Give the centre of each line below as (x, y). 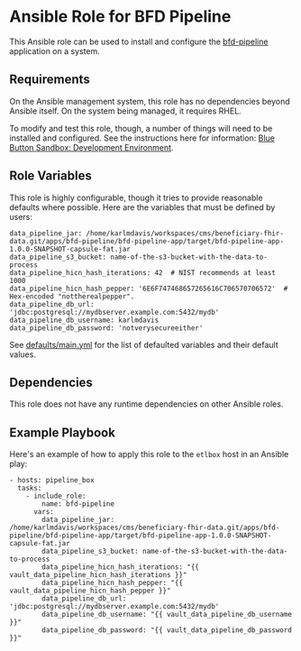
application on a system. (55, 50)
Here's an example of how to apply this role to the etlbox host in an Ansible (149, 454)
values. (23, 354)
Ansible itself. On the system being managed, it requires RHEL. (125, 111)
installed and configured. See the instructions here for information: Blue (142, 138)
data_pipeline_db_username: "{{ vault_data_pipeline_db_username (167, 615)
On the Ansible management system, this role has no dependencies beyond (150, 101)
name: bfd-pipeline (78, 504)
